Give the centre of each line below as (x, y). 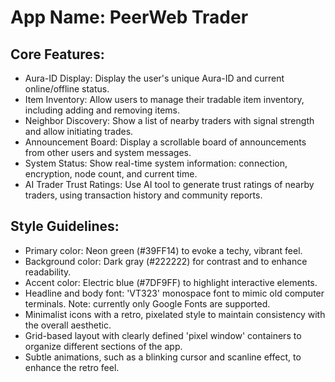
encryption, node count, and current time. (111, 174)
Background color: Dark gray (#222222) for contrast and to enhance (166, 261)
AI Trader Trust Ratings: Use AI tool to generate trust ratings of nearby (169, 184)
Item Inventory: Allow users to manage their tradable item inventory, (164, 99)
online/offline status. (67, 89)
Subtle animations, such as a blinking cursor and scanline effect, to (163, 357)
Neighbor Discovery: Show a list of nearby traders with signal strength (169, 120)
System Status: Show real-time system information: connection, (156, 163)
